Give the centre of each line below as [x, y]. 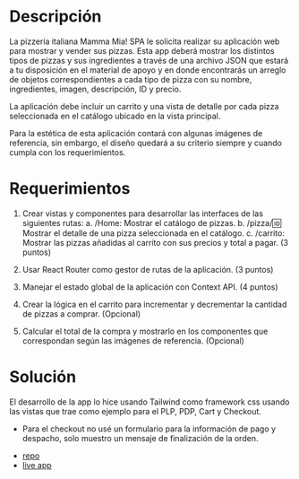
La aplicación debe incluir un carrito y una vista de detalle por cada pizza [144, 106]
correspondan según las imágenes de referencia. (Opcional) [133, 340]
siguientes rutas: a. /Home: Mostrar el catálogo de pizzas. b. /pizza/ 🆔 [152, 222]
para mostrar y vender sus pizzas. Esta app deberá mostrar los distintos [142, 50]
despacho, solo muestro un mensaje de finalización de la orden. [140, 438]
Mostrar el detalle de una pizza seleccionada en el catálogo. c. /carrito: [153, 233]
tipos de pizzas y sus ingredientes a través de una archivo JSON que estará [149, 60]
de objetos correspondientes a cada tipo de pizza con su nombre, [131, 79]
